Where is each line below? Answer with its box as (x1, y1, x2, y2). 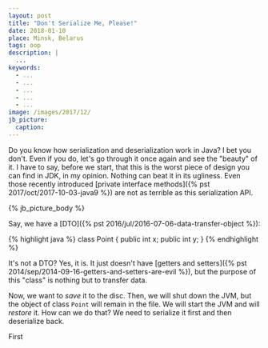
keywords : (8, 64, 42, 72)
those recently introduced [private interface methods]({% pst (8, 179, 210, 189)
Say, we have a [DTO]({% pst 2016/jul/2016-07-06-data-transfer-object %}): (8, 218, 261, 228)
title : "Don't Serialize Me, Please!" (8, 19, 138, 27)
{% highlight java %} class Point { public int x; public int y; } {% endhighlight (8, 234, 258, 244)
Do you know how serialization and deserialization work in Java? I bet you (8, 145, 252, 154)
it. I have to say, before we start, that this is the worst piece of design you (8, 162, 250, 172)
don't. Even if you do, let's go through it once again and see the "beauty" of (8, 154, 258, 163)
